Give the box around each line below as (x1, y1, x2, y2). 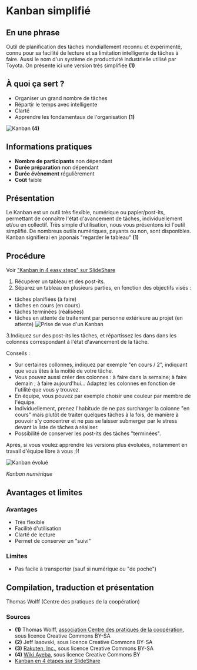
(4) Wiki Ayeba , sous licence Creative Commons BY (14, 651, 141, 658)
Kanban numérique (6, 470, 53, 477)
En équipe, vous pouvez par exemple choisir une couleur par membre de (14, 393, 191, 400)
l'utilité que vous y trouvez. (14, 386, 81, 393)
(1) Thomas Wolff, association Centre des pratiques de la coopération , (14, 626, 184, 633)
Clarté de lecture (14, 531, 56, 538)
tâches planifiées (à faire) (14, 296, 77, 303)
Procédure (6, 251, 46, 261)
